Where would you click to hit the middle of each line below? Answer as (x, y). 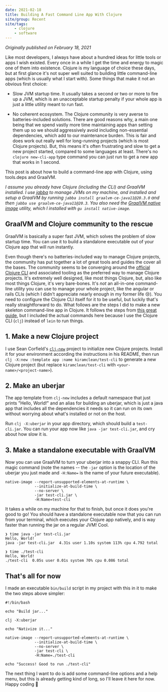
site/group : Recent (26, 19)
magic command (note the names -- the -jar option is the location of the (80, 467)
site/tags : (17, 24)
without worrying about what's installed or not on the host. (66, 414)
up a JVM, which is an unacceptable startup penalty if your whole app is (87, 99)
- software (26, 33)
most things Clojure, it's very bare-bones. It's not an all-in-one (70, 283)
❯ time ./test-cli (24, 552)
